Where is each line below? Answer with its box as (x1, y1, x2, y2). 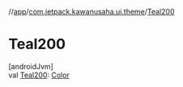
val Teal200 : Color (8, 70, 70, 80)
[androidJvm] (8, 61, 54, 71)
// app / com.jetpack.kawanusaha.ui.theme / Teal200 (8, 7, 175, 16)
